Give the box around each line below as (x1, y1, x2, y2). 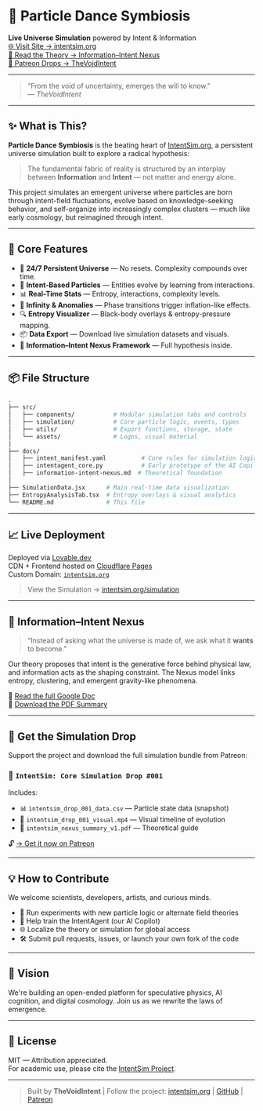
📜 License (8, 1035, 57, 1048)
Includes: (8, 788, 38, 797)
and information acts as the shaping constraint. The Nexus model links (8, 668, 236, 677)
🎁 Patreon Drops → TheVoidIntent (8, 58, 117, 67)
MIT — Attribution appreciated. (8, 1055, 108, 1065)
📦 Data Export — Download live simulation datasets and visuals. (19, 329, 229, 338)
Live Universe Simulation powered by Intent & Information (8, 33, 197, 42)
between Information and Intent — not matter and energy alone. (27, 172, 236, 181)
